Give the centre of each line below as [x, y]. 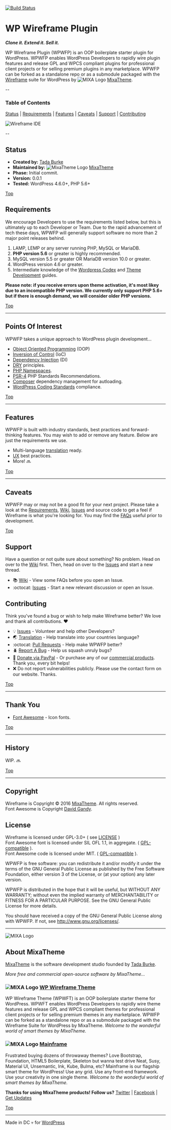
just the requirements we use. [36, 440]
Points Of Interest [34, 327]
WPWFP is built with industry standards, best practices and [67, 430]
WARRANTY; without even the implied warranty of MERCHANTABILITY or [82, 895]
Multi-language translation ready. [47, 450]
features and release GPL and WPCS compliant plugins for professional [80, 63]
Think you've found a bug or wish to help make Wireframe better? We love [83, 616]
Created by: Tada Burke [38, 162]
